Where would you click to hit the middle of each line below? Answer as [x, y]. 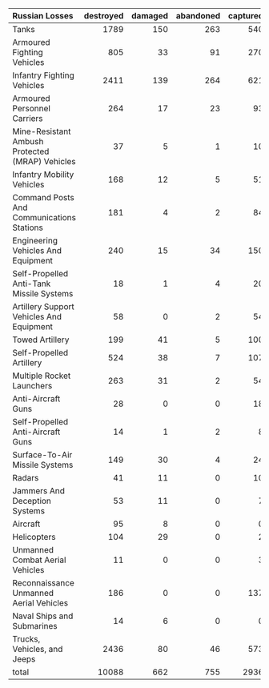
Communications [44, 217]
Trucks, [26, 639]
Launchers [32, 386]
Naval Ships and [43, 616]
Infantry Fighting [43, 75]
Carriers [28, 118]
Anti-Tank [32, 284]
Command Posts [43, 197]
